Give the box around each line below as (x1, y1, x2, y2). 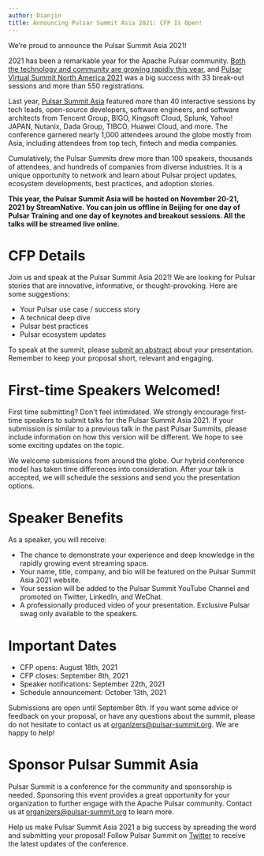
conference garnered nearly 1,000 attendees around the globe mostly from (8, 129, 251, 139)
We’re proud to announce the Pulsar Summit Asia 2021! (8, 40, 188, 50)
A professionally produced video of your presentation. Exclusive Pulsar (19, 600, 251, 610)
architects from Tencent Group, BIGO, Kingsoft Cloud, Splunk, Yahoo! (8, 113, 233, 122)
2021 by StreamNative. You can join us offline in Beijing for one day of (8, 202, 240, 211)
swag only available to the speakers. (19, 609, 139, 619)
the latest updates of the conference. (8, 839, 128, 849)
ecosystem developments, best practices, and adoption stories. (8, 178, 215, 188)
